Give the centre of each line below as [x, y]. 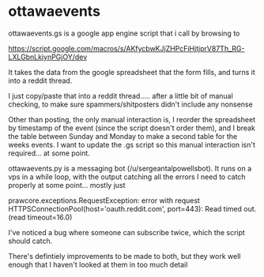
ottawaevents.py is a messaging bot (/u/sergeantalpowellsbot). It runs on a [130, 168]
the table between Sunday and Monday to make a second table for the [123, 136]
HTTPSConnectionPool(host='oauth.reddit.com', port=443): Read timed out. [132, 208]
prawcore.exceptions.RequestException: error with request [104, 200]
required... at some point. [49, 153]
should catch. [30, 241]
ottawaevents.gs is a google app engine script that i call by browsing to [124, 33]
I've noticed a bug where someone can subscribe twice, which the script [126, 232]
